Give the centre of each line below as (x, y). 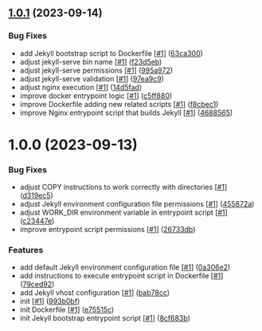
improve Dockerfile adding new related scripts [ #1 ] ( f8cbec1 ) (119, 104)
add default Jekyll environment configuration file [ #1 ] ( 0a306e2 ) (125, 267)
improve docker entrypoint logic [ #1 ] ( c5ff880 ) (96, 96)
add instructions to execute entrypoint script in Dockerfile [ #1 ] (121, 276)
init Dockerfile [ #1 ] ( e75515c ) (67, 309)
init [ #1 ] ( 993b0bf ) (50, 301)
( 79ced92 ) (37, 284)
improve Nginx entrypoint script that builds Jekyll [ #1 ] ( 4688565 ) (126, 112)
